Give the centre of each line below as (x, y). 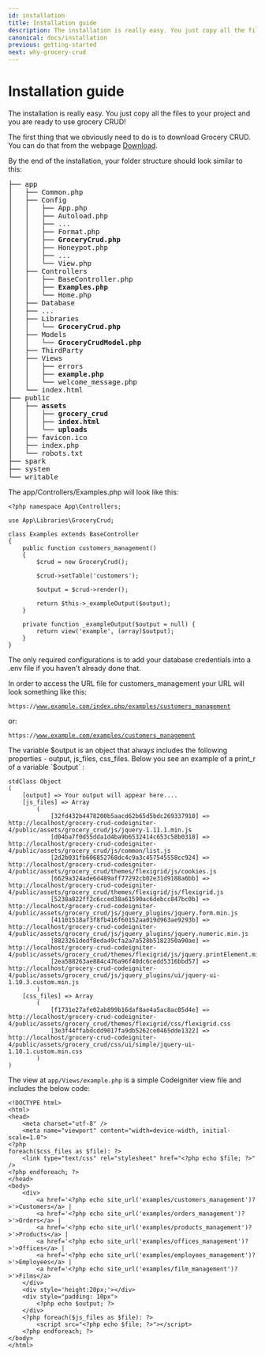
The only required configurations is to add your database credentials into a (129, 659)
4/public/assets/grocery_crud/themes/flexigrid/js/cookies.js (112, 871)
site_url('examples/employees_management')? (181, 1255)
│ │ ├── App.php (48, 208)
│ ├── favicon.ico (48, 437)
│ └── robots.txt (46, 453)
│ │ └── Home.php (50, 295)
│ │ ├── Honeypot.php (58, 247)
